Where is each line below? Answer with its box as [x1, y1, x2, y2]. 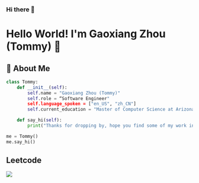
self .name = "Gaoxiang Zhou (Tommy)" [27, 90, 120, 96]
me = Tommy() [6, 133, 38, 139]
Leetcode [6, 155, 42, 165]
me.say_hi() [6, 139, 36, 145]
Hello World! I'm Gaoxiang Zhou [6, 27, 166, 41]
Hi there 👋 [6, 5, 36, 14]
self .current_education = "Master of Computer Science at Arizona [27, 107, 195, 113]
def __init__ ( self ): [17, 84, 68, 91]
